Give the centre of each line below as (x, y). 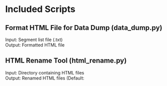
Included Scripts (40, 9)
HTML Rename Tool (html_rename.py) (66, 61)
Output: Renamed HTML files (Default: (45, 78)
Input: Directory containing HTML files (45, 72)
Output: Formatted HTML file (35, 45)
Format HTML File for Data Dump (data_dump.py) (84, 28)
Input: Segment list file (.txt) (34, 39)
